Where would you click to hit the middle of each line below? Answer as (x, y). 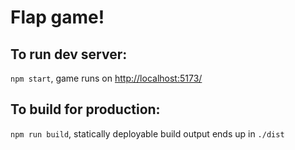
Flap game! (57, 17)
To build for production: (85, 109)
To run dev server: (69, 54)
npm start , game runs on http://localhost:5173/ (106, 78)
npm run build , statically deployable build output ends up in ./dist (147, 133)
